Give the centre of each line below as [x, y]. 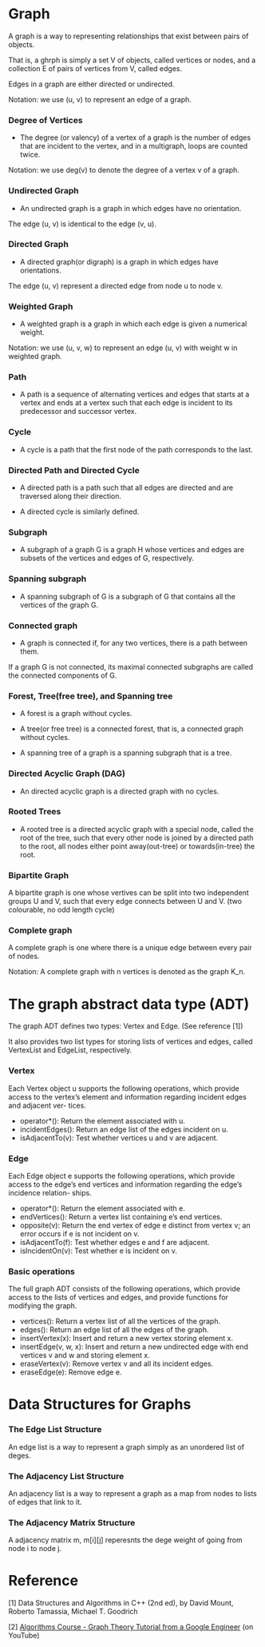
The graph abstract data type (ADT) [129, 1004]
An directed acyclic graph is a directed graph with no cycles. [119, 791]
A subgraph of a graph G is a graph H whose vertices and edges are [132, 550]
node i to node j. [35, 1549]
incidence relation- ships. [50, 1192]
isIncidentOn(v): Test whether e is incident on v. [99, 1251]
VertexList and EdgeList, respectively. [70, 1050]
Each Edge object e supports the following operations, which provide [122, 1176]
